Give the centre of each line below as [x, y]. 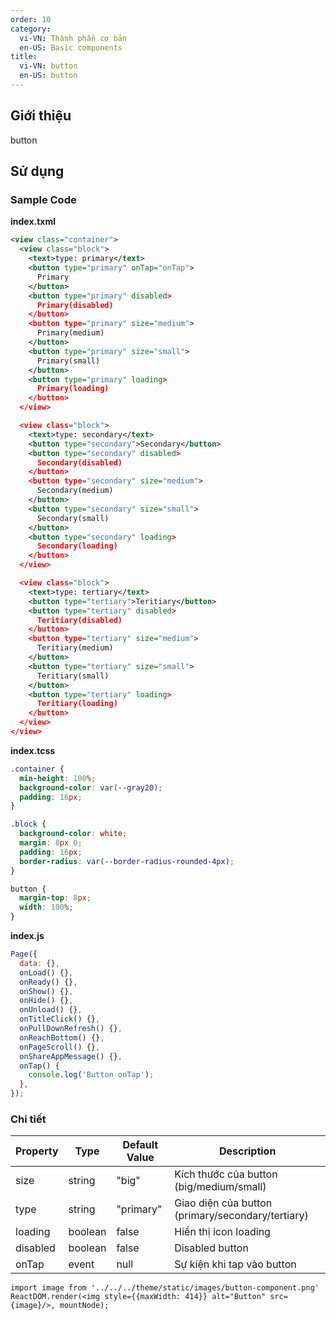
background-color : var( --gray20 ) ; [91, 787]
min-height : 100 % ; [58, 778]
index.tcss [33, 750]
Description [247, 1151]
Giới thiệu [41, 116]
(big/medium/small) [220, 1187]
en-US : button [48, 76]
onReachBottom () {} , [62, 1037]
